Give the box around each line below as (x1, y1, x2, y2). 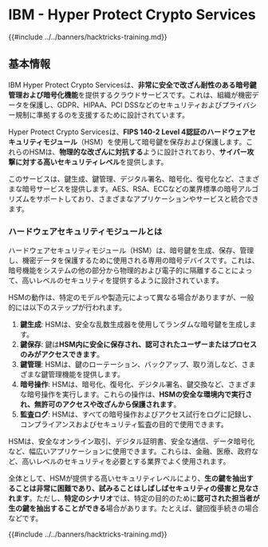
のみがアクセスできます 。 (19, 349, 104, 359)
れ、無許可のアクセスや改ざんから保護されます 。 (19, 400, 181, 409)
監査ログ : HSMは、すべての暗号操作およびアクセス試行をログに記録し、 (19, 409, 256, 419)
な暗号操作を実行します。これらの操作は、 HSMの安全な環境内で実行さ (19, 389, 253, 399)
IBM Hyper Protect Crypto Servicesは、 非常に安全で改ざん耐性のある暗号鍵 (8, 80, 257, 90)
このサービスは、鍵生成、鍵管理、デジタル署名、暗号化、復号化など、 (8, 174, 239, 183)
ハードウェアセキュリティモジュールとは (8, 226, 163, 237)
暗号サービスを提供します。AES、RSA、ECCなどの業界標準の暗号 (22, 184, 238, 194)
